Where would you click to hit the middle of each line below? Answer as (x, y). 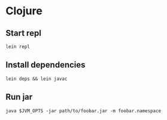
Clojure (24, 11)
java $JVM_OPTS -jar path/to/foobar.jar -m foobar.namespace (83, 111)
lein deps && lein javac (37, 79)
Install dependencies (45, 65)
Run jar (19, 97)
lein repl (18, 47)
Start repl (23, 33)
